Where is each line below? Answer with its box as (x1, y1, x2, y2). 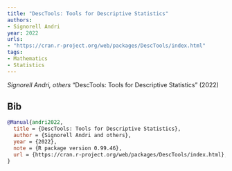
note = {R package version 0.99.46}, (13, 145, 123, 152)
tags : (7, 49, 23, 56)
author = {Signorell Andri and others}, (13, 132, 132, 139)
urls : (7, 36, 23, 43)
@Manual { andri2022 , (7, 119, 64, 126)
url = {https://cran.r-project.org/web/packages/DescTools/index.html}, (13, 151, 228, 158)
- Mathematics (7, 55, 48, 62)
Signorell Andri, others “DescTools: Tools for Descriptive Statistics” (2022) (7, 80, 220, 89)
